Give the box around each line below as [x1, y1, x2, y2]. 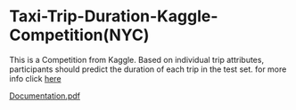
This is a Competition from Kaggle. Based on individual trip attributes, [9, 54, 265, 65]
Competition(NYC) [9, 25, 150, 45]
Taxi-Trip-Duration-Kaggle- [9, 6, 218, 27]
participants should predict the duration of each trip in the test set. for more [9, 64, 287, 75]
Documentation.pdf [9, 90, 80, 101]
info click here [9, 73, 62, 83]
